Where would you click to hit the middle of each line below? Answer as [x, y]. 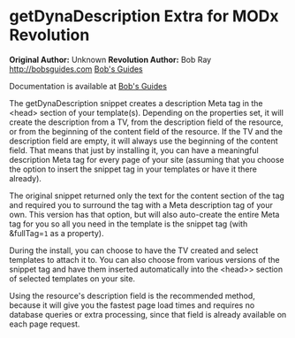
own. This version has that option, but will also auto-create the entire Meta [144, 214]
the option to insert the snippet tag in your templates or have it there [133, 169]
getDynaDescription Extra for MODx [144, 16]
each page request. [45, 324]
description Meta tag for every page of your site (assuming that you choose [147, 159]
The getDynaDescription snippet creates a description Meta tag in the [136, 103]
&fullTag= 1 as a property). [57, 233]
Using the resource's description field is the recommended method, [132, 296]
